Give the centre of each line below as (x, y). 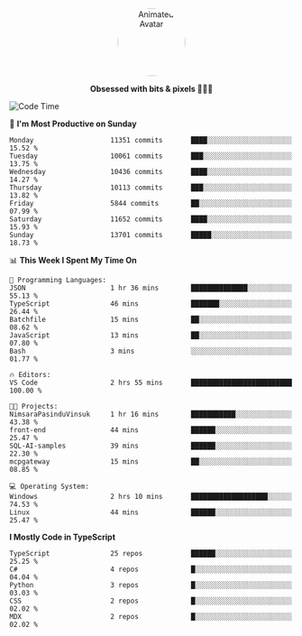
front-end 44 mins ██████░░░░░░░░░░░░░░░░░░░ (151, 430)
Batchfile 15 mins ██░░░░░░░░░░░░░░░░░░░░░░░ (151, 319)
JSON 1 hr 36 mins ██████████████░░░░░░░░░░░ (151, 288)
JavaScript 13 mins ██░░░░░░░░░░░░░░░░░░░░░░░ (151, 336)
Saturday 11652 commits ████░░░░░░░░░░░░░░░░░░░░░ (151, 219)
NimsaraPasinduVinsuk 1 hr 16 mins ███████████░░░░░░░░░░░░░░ (151, 414)
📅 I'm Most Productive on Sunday (73, 124)
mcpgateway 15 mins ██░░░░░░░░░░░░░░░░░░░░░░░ (151, 462)
